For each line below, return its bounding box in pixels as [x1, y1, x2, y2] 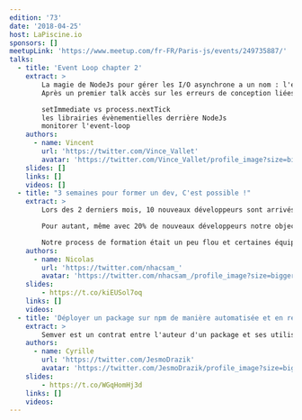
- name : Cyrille [32, 347, 94, 356]
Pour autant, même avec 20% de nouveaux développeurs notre [41, 222, 271, 231]
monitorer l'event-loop [41, 122, 130, 131]
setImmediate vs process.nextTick [41, 105, 171, 114]
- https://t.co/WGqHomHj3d [41, 380, 143, 389]
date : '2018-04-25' [9, 22, 83, 31]
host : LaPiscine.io [9, 30, 83, 39]
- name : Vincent [32, 139, 94, 148]
